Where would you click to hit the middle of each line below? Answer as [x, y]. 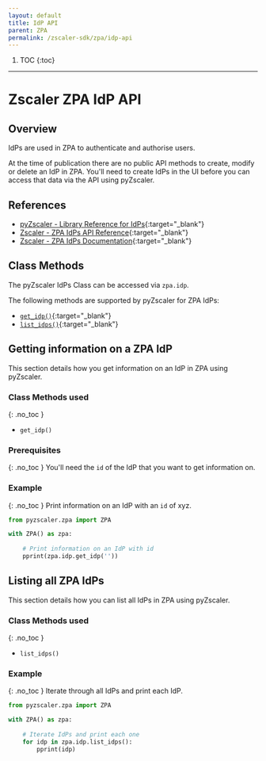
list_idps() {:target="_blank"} [69, 324]
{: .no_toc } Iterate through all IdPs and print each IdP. [96, 691]
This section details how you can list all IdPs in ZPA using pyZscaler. [119, 600]
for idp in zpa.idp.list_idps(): [78, 742]
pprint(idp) [57, 749]
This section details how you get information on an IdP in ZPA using [118, 368]
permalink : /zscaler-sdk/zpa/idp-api [70, 38]
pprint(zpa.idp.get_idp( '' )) [70, 556]
